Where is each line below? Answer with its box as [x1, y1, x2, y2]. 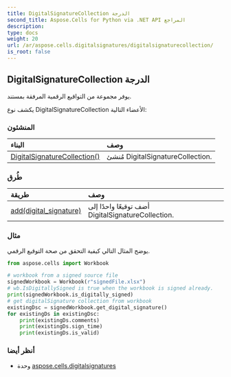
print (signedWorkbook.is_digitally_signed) [7, 291, 134, 299]
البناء [10, 140, 25, 150]
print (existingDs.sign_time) [19, 323, 103, 330]
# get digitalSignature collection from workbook [7, 297, 153, 304]
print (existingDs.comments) [19, 317, 100, 323]
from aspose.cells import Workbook [7, 260, 109, 266]
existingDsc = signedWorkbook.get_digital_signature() [7, 304, 168, 311]
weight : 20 [7, 36, 38, 43]
